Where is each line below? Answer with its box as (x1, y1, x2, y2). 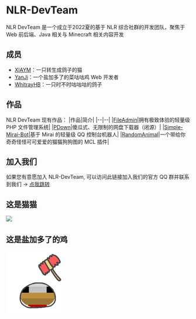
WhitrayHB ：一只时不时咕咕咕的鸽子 (14, 81, 102, 88)
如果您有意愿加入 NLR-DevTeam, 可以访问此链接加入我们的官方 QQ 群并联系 (6, 174, 190, 181)
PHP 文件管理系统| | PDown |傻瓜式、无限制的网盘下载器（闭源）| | (6, 123, 165, 130)
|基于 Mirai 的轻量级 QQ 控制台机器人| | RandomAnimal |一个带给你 (28, 131, 186, 138)
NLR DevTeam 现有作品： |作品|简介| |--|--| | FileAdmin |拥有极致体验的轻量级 (6, 116, 190, 123)
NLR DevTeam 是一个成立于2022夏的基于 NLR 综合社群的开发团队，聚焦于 (6, 23, 185, 30)
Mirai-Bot (6, 131, 29, 138)
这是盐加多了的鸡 (6, 234, 68, 244)
